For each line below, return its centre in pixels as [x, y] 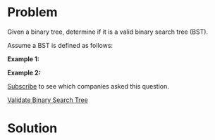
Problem [32, 12]
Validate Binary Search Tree [48, 100]
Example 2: [24, 72]
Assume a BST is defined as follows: [60, 45]
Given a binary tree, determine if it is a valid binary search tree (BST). [108, 32]
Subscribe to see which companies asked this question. [88, 86]
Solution [32, 128]
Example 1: [24, 59]
